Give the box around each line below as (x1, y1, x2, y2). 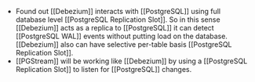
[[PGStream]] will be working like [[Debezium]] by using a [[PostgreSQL (15, 56, 248, 66)
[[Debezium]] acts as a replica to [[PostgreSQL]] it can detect (15, 23, 214, 32)
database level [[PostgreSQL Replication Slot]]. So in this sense (15, 15, 221, 24)
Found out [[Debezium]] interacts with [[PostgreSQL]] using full (15, 7, 221, 16)
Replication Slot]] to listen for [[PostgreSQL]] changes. (15, 65, 192, 73)
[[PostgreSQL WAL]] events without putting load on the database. (15, 31, 228, 41)
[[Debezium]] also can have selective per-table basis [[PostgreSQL (15, 40, 233, 49)
